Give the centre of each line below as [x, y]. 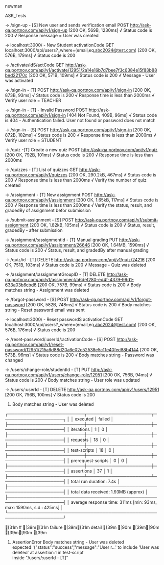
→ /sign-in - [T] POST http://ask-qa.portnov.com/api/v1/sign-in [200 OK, [78, 90]
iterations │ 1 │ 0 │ [90, 429]
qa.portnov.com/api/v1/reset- [35, 344]
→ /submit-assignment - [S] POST [40, 220]
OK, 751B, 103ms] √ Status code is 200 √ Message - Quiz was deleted [76, 265]
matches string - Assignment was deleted [47, 290]
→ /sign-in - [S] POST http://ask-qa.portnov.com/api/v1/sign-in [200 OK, [78, 130]
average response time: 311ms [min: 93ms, [114, 502]
